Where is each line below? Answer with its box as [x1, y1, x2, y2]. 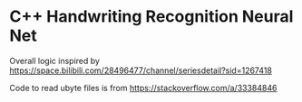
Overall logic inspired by [9, 55, 100, 66]
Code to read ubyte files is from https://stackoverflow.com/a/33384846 [9, 82, 278, 93]
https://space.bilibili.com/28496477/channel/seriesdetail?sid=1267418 [9, 65, 272, 76]
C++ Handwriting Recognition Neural [9, 6, 294, 27]
